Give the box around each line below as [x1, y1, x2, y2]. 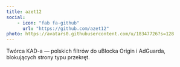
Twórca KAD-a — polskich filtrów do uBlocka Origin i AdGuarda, [6, 47, 166, 54]
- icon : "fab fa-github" [17, 20, 80, 26]
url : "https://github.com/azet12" [22, 25, 110, 32]
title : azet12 [6, 8, 42, 15]
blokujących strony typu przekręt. [6, 54, 90, 61]
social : [6, 14, 26, 20]
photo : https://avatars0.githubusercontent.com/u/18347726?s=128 [6, 31, 174, 37]
